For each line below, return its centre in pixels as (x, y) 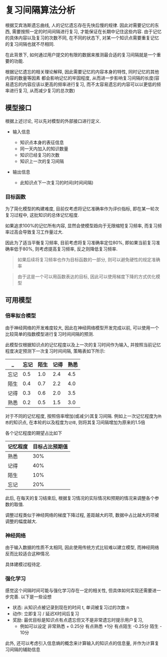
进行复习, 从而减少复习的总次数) (42, 90)
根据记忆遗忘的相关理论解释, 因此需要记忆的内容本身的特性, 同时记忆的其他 (82, 71)
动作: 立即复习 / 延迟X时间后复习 (46, 614)
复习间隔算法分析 (40, 10)
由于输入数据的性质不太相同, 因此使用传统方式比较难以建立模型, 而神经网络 (82, 547)
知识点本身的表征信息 (42, 142)
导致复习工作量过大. (43, 232)
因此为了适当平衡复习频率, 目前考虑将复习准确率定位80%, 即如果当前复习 (80, 243)
